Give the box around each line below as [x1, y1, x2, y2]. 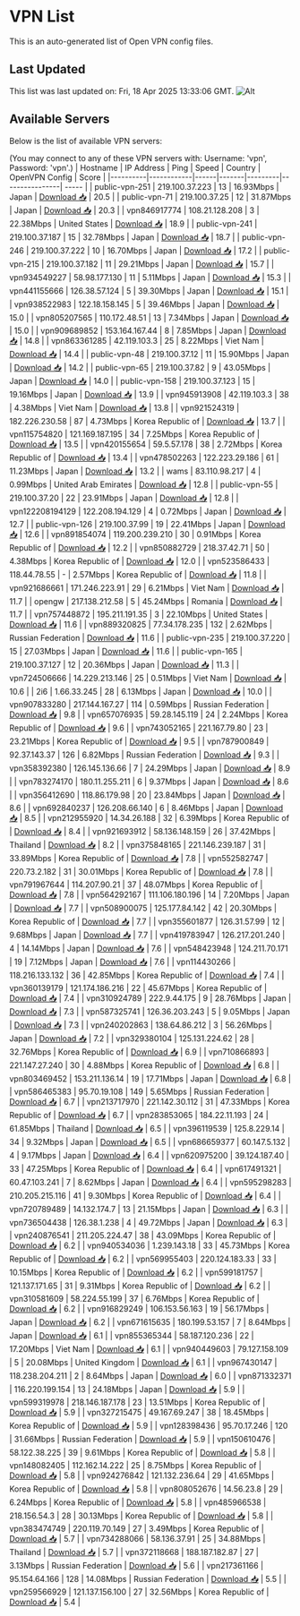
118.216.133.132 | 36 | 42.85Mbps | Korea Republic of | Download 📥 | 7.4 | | [9, 970, 285, 980]
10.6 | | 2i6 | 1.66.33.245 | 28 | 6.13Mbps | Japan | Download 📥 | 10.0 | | [9, 686, 272, 697]
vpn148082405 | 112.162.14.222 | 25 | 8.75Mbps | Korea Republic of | [9, 1459, 262, 1470]
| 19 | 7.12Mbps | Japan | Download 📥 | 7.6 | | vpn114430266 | [9, 956, 236, 967]
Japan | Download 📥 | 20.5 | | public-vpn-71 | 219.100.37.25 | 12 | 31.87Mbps [9, 191, 292, 202]
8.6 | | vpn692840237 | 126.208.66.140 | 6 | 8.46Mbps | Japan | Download [9, 802, 284, 813]
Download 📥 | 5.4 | [9, 1596, 81, 1607]
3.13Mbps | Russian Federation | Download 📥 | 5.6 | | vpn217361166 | [9, 1560, 264, 1570]
